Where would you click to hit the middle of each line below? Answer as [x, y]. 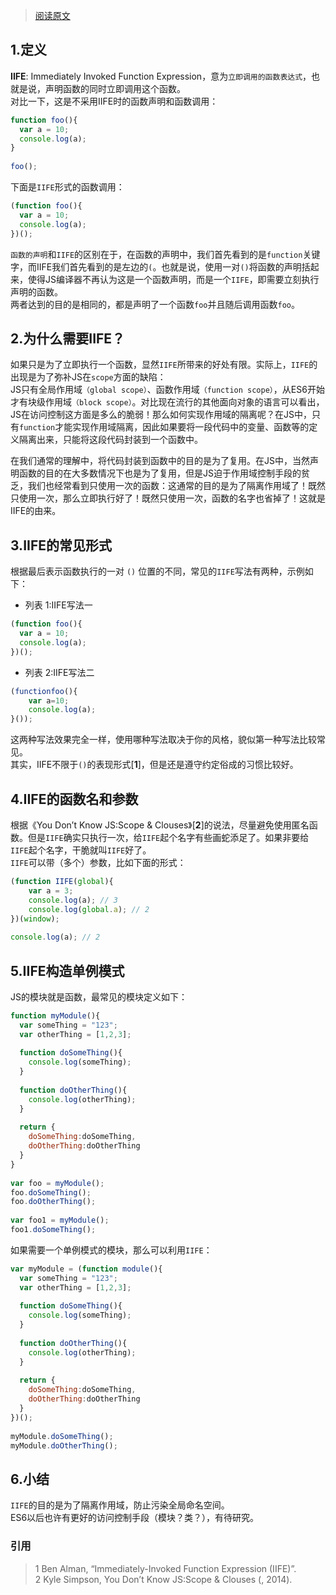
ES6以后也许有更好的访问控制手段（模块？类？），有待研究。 [135, 1518]
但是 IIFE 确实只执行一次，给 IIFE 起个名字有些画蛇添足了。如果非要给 [168, 837]
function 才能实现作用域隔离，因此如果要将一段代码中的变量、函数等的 [164, 427]
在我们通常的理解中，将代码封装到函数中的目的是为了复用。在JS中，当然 [160, 461]
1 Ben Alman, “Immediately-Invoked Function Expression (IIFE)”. [165, 1568]
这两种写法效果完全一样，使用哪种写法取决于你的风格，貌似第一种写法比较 [163, 740]
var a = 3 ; [51, 890]
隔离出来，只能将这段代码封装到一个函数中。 [110, 440]
